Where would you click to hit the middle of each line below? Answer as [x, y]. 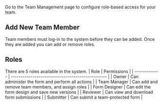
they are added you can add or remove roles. [50, 44]
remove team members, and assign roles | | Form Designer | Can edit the [78, 87]
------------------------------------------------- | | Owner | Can [74, 76]
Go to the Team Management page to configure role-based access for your [81, 7]
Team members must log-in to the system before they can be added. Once [80, 39]
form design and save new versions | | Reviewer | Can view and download [79, 92]
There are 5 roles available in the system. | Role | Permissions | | [69, 71]
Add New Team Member [42, 27]
